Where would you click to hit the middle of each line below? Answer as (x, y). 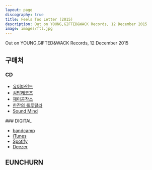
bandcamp (24, 130)
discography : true (24, 15)
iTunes (19, 136)
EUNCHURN (24, 163)
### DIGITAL (19, 121)
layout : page (19, 10)
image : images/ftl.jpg (29, 29)
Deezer (20, 146)
